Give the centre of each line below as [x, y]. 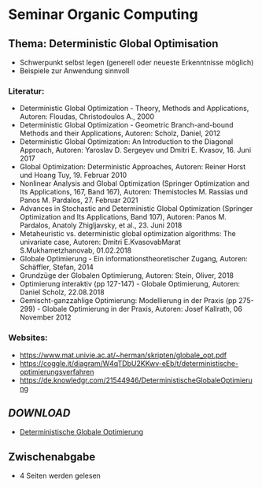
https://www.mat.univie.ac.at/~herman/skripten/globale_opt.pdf [123, 355]
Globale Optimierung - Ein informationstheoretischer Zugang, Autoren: [133, 259]
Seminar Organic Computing [103, 15]
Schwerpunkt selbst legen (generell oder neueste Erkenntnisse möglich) [137, 62]
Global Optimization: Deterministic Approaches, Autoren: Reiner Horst [133, 167]
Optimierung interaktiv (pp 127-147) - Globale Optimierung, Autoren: [129, 284]
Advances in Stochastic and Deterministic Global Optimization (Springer [136, 209]
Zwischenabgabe [52, 457]
